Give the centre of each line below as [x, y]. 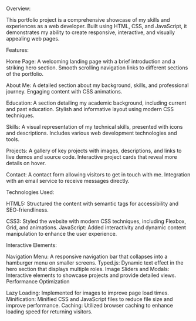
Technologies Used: [30, 192]
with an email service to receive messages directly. [68, 181]
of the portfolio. [25, 74]
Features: [18, 50]
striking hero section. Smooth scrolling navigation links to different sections [97, 68]
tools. [13, 139]
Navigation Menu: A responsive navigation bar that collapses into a [87, 256]
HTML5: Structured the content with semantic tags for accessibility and [92, 203]
